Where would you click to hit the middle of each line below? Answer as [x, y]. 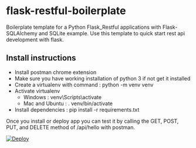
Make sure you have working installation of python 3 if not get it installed [102, 78]
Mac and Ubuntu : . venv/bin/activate [68, 103]
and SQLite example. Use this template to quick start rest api [112, 33]
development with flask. [35, 39]
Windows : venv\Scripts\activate [62, 97]
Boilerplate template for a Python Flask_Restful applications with [84, 27]
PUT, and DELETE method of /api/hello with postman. [70, 127]
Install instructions [41, 58]
